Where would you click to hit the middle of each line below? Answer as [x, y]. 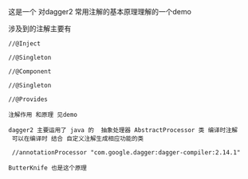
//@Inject [25, 44]
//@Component [30, 72]
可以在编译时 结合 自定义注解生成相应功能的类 [78, 138]
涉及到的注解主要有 [40, 29]
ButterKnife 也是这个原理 [48, 168]
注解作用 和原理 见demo [43, 115]
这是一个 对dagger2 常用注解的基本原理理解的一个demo [100, 12]
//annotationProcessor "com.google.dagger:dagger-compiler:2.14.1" [126, 153]
